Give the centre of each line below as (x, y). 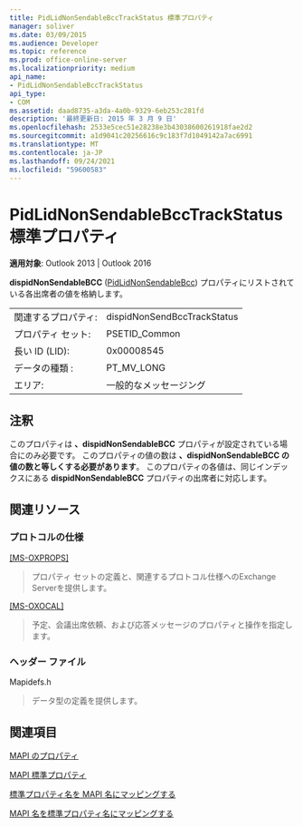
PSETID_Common (143, 334)
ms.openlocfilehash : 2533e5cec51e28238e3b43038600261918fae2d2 (131, 128)
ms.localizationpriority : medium (72, 69)
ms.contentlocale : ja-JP (56, 152)
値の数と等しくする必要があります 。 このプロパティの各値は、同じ (133, 467)
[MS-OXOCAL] (37, 606)
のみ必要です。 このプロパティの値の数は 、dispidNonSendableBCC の (157, 455)
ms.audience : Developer (54, 43)
